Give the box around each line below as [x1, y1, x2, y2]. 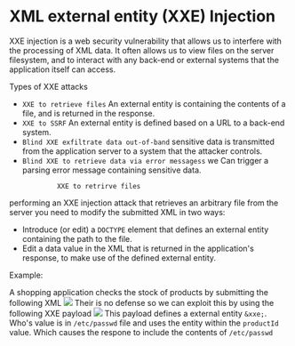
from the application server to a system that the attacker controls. [21, 145, 263, 157]
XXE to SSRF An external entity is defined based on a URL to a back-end [21, 117, 285, 128]
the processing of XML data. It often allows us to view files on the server [9, 44, 275, 55]
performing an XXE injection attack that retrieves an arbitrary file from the [9, 197, 279, 208]
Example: [9, 270, 44, 280]
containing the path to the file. [21, 233, 133, 244]
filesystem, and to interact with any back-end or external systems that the [9, 54, 280, 65]
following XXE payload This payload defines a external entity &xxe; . [9, 308, 267, 318]
